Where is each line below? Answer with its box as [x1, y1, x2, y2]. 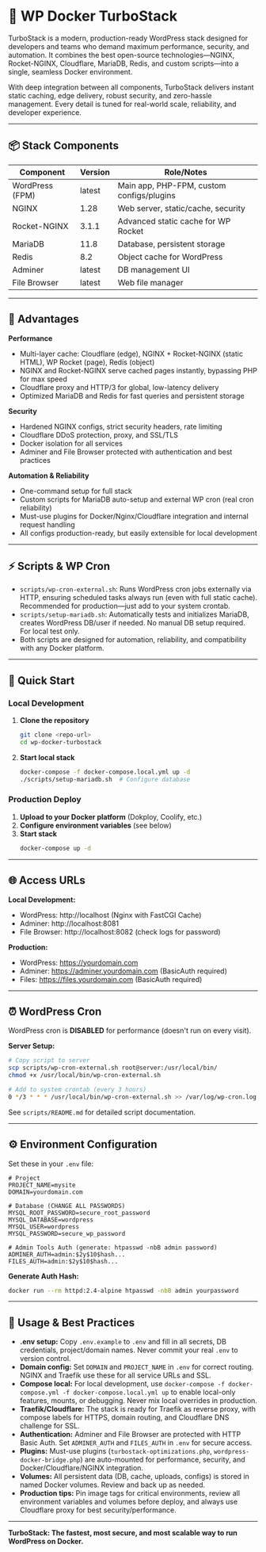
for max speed [19, 374, 67, 384]
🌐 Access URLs [8, 873, 85, 887]
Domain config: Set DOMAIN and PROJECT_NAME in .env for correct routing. [19, 1363, 254, 1372]
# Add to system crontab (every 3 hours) [8, 1085, 147, 1093]
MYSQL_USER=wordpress [8, 1222, 80, 1231]
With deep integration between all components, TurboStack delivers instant [8, 82, 255, 92]
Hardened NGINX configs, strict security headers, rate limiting [19, 422, 223, 431]
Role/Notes [164, 166, 207, 178]
